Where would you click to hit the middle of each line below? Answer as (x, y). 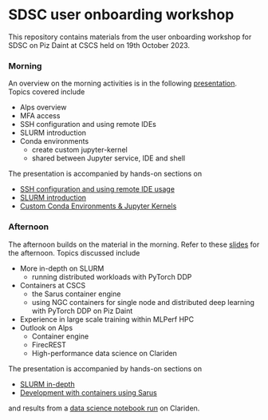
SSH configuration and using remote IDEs (88, 125)
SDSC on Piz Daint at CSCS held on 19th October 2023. (99, 45)
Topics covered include (47, 92)
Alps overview (43, 107)
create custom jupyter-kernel (79, 150)
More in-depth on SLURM (62, 268)
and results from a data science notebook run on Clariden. (104, 408)
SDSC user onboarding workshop (121, 15)
